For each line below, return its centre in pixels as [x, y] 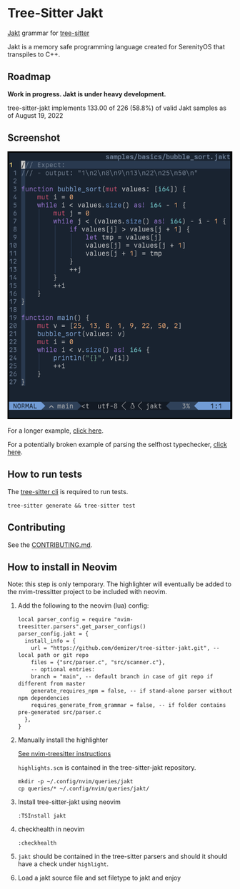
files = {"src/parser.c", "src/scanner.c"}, [98, 663]
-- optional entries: [63, 670]
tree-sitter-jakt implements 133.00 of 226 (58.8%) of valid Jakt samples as [117, 108]
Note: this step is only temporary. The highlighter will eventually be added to [120, 584]
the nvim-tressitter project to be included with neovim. [87, 592]
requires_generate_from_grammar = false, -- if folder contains [129, 705]
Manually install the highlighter [63, 740]
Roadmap [29, 77]
